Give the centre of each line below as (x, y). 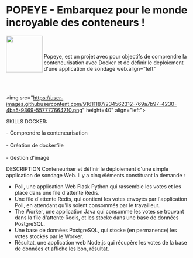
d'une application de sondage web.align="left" (100, 68)
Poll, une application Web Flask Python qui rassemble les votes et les (98, 186)
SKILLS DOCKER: (27, 121)
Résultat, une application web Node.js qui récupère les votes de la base (101, 242)
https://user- (48, 98)
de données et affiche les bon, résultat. (62, 249)
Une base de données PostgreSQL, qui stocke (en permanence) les (96, 230)
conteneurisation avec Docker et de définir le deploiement (114, 63)
